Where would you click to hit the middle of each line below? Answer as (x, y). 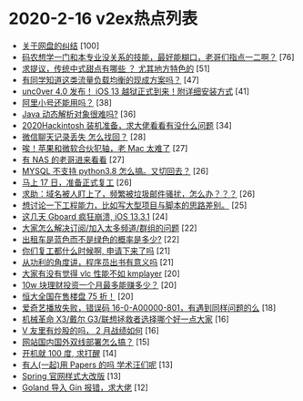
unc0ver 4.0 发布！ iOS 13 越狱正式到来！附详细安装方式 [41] (136, 91)
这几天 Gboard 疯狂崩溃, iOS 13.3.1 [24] (95, 216)
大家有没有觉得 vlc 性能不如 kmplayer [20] (101, 273)
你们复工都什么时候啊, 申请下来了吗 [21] (96, 251)
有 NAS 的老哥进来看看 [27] (73, 159)
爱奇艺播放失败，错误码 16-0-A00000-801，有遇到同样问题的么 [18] (149, 307)
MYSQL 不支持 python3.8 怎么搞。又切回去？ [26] (115, 170)
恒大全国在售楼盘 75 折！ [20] (77, 296)
